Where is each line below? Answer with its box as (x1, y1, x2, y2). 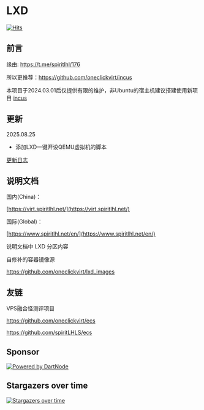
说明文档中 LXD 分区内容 (6, 243, 69, 250)
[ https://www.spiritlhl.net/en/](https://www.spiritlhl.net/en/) (6, 230, 156, 237)
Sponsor (6, 346, 40, 357)
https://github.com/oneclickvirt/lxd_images (6, 268, 115, 275)
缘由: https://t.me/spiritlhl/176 (6, 61, 81, 68)
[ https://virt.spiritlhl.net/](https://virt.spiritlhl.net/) (6, 206, 130, 213)
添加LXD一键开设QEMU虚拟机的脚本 (15, 143, 107, 151)
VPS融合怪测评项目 (6, 305, 55, 312)
